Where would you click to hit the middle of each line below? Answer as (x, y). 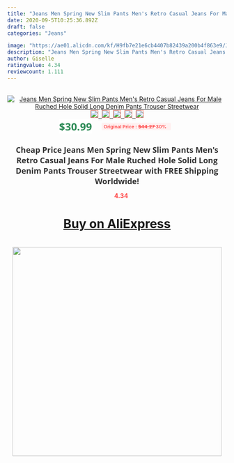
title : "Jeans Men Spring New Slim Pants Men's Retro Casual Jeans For (113, 14)
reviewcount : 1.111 (36, 71)
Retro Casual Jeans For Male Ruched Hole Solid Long (117, 160)
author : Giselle (31, 59)
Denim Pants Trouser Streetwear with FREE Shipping (117, 170)
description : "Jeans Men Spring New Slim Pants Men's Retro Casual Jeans (117, 52)
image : (17, 46)
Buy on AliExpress (117, 224)
